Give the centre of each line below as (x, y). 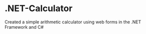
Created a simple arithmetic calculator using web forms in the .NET (73, 22)
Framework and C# (24, 27)
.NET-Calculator (39, 8)
